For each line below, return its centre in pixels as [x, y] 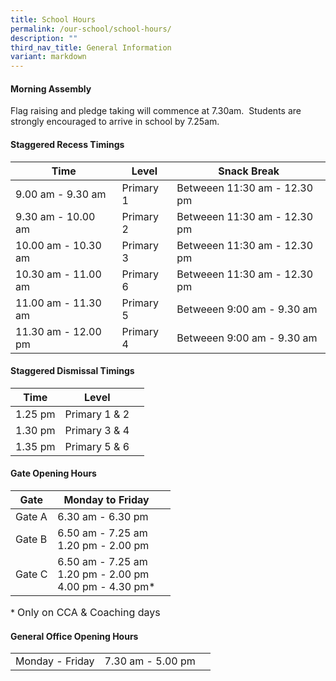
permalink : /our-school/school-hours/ [91, 29]
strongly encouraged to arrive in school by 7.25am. [115, 122]
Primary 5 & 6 [97, 446]
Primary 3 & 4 [97, 430]
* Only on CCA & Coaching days [85, 612]
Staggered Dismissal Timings [72, 371]
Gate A [31, 516]
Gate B [31, 539]
